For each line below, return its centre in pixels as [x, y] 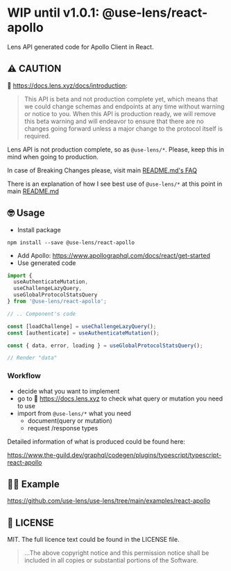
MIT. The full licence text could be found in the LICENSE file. [93, 540]
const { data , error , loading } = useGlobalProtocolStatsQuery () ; [105, 346]
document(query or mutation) [70, 420]
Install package [39, 230]
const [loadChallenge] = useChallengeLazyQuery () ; [82, 326]
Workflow [24, 376]
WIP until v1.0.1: [53, 13]
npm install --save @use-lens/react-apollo [71, 242]
